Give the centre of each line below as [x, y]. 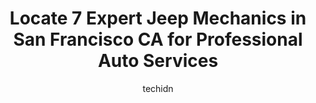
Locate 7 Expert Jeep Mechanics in [158, 18]
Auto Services [158, 61]
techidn [158, 88]
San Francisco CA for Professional [158, 39]
